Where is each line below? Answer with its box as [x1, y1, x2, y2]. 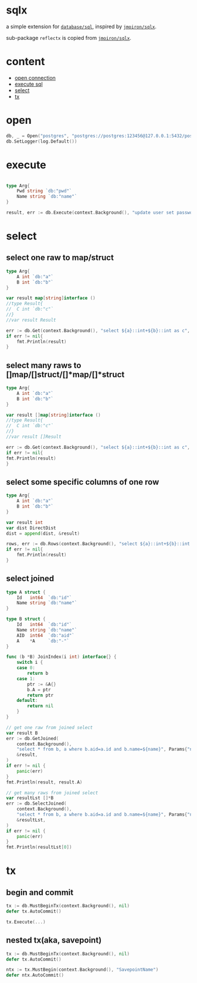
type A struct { [6, 589, 46, 595]
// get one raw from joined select [6, 724, 93, 731]
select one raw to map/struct [6, 253, 114, 263]
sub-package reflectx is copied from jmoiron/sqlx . [6, 34, 132, 41]
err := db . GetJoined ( [6, 735, 59, 741]
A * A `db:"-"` [16, 638, 69, 644]
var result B [6, 730, 38, 736]
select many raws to [6, 360, 81, 370]
